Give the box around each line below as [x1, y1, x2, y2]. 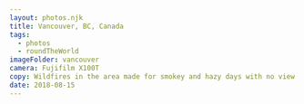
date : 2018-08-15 [9, 80, 76, 90]
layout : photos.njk [9, 13, 84, 23]
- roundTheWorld [17, 47, 79, 56]
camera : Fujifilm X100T [9, 64, 100, 73]
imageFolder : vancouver [9, 55, 100, 64]
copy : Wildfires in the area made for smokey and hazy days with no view [9, 72, 296, 81]
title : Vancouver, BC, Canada [9, 22, 125, 31]
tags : [9, 30, 30, 39]
